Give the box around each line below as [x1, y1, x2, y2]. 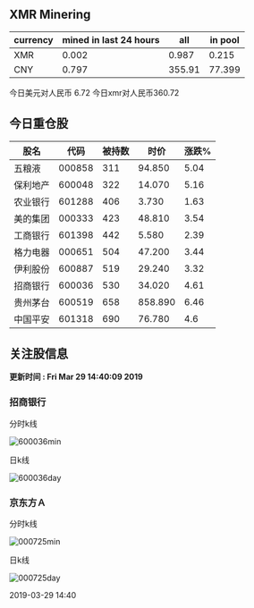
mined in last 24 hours [62, 33, 160, 46]
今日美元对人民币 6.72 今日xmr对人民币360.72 [9, 87, 180, 97]
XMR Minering [9, 7, 91, 22]
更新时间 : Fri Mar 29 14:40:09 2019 [9, 371, 143, 383]
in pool [209, 33, 240, 46]
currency [13, 33, 54, 46]
